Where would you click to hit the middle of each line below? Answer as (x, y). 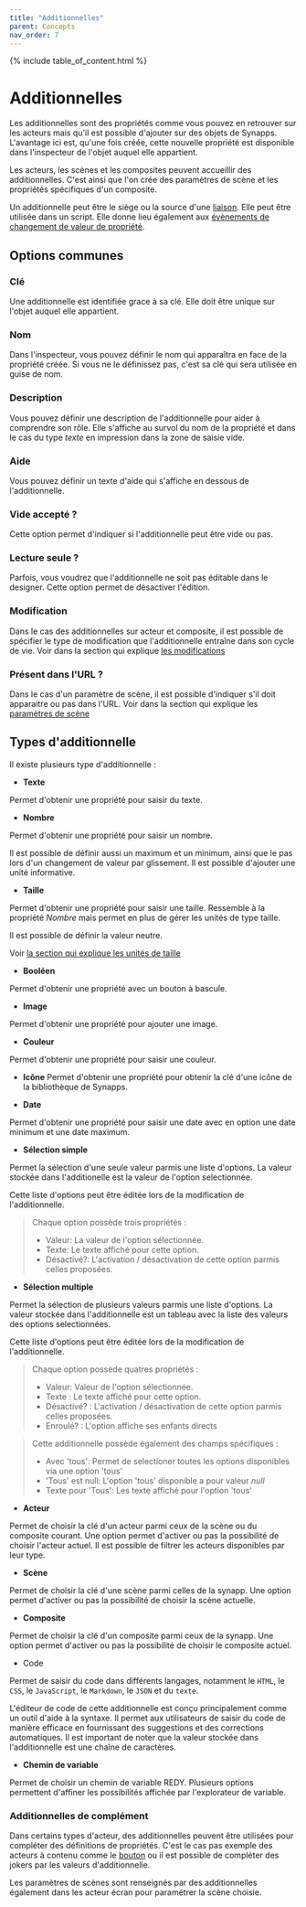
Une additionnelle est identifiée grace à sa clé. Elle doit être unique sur (142, 301)
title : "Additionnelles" (57, 18)
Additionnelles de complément (79, 1816)
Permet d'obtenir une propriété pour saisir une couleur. (113, 1059)
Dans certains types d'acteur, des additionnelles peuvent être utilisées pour (152, 1836)
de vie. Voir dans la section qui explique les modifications (117, 650)
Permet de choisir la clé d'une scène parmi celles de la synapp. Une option (151, 1590)
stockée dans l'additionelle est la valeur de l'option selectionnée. (131, 1177)
